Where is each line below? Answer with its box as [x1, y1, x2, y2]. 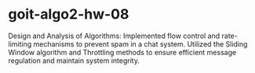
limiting [8, 39, 32, 48]
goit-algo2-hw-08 [8, 5, 129, 23]
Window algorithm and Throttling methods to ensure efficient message [8, 47, 237, 57]
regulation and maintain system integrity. [8, 56, 140, 65]
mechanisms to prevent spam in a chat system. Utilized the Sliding [33, 39, 248, 48]
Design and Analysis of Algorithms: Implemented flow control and [8, 31, 220, 40]
